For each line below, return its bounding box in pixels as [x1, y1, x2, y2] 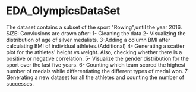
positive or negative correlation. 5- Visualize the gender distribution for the [6, 55, 189, 62]
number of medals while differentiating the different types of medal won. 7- [6, 67, 191, 74]
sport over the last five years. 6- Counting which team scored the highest [6, 61, 186, 68]
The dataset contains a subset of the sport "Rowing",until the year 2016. [6, 24, 182, 31]
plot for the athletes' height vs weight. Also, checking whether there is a [6, 48, 182, 55]
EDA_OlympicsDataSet [6, 4, 121, 18]
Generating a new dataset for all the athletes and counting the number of [6, 74, 185, 81]
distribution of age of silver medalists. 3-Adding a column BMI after [6, 36, 170, 43]
